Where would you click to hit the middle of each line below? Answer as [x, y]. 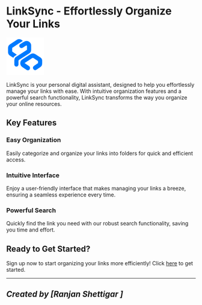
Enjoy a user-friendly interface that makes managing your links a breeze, [96, 188]
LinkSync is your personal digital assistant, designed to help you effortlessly [100, 84]
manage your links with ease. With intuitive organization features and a [94, 91]
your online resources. [34, 104]
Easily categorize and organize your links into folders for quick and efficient [100, 153]
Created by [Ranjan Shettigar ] [65, 294]
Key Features [32, 123]
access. [16, 159]
